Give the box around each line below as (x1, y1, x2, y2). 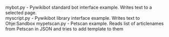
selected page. (5, 10, 37, 16)
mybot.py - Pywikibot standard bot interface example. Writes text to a (5, 5, 152, 10)
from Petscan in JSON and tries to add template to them (5, 26, 124, 32)
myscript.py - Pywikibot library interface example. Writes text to (5, 15, 140, 21)
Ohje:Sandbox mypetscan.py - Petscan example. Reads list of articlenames (5, 20, 164, 26)
